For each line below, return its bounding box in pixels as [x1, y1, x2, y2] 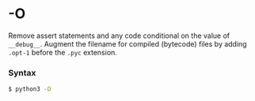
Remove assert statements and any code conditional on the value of [8, 31, 230, 40]
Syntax [8, 67, 36, 78]
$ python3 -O [8, 85, 51, 93]
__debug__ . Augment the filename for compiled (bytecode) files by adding [8, 39, 247, 48]
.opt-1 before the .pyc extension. [8, 47, 117, 57]
